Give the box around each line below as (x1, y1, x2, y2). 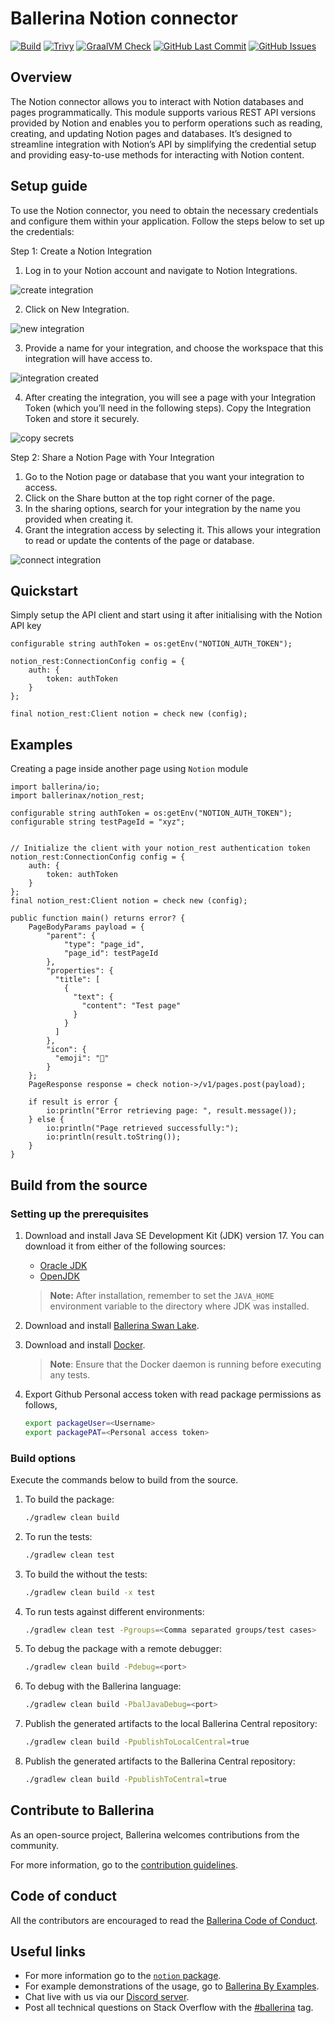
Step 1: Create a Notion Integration (10, 245, 153, 257)
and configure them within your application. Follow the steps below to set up (10, 215, 325, 227)
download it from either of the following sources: (24, 1240, 226, 1252)
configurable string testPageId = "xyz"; (10, 817, 186, 827)
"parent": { (46, 931, 97, 941)
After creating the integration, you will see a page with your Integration (24, 391, 317, 403)
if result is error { (28, 1097, 118, 1107)
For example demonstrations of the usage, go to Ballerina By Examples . (24, 1980, 320, 1992)
